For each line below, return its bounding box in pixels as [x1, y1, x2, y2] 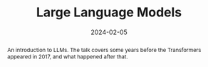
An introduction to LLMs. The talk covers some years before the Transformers [6, 46, 202, 53]
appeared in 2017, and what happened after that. [6, 53, 128, 61]
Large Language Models [36, 4, 182, 21]
